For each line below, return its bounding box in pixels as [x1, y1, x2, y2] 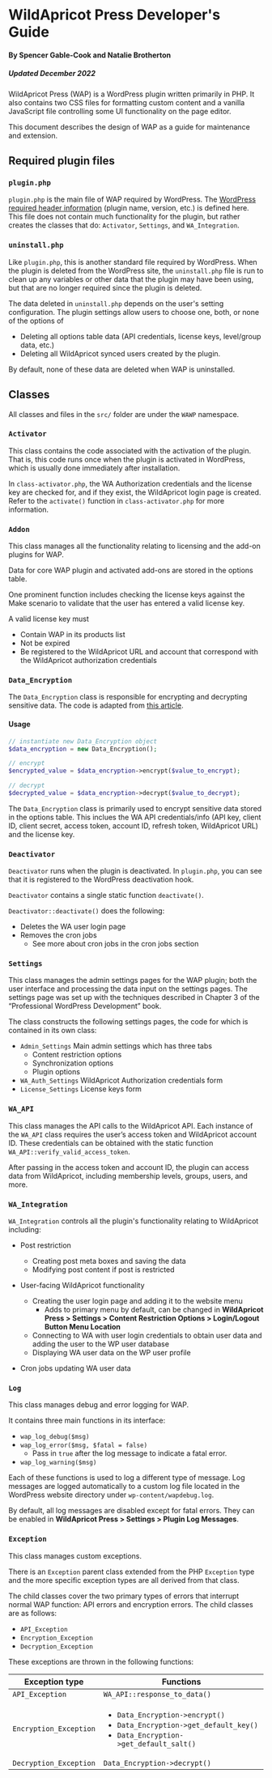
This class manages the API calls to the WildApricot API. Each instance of [8, 1121, 253, 1130]
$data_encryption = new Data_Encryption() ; [8, 745, 158, 753]
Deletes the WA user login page [19, 921, 126, 932]
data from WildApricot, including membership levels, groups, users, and [8, 1171, 249, 1180]
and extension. [8, 130, 58, 140]
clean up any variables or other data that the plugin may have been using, [8, 274, 254, 284]
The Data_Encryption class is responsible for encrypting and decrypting [8, 692, 248, 702]
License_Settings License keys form [19, 1084, 142, 1094]
